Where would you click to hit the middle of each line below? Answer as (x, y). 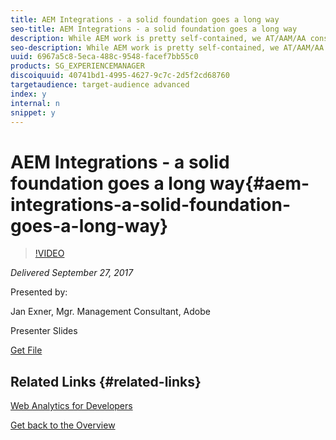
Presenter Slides (44, 331)
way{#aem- (259, 183)
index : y (28, 94)
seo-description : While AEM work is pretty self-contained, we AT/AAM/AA (167, 47)
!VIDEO (49, 253)
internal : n (35, 103)
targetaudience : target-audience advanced (100, 85)
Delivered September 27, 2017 (72, 273)
